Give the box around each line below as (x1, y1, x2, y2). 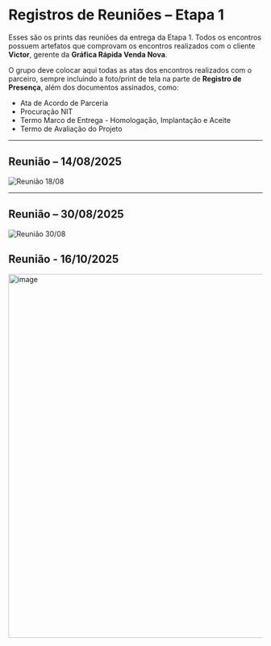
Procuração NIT (19, 107, 73, 116)
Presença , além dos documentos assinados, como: (8, 82, 179, 92)
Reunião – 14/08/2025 (8, 155, 123, 169)
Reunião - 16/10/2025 (8, 252, 119, 266)
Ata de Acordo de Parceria (19, 98, 109, 108)
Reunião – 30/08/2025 (8, 208, 124, 222)
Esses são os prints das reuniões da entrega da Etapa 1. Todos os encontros (8, 32, 262, 42)
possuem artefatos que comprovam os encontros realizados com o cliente (8, 40, 256, 50)
